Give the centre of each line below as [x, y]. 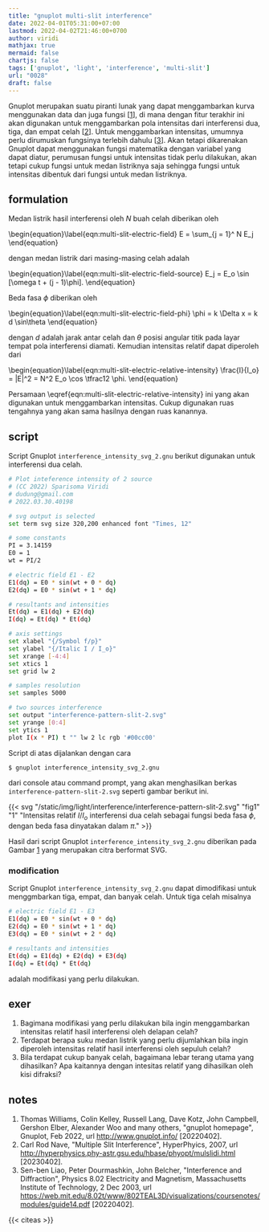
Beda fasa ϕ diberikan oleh [53, 298]
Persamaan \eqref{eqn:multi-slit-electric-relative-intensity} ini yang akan [129, 394]
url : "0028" [28, 75]
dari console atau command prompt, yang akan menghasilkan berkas [123, 783]
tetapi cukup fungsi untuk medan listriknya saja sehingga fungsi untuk [124, 165]
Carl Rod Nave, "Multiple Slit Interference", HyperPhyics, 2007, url [129, 1144]
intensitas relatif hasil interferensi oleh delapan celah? [109, 1032]
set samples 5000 [37, 693]
